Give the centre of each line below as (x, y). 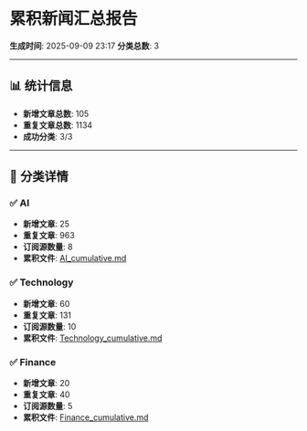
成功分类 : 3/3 (48, 136)
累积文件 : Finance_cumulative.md (85, 417)
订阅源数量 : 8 (48, 247)
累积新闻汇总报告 (74, 19)
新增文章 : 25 (46, 224)
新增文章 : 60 (46, 303)
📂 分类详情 (39, 177)
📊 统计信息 (41, 86)
